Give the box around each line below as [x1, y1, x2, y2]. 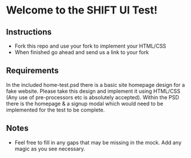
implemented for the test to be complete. [6, 106, 105, 113]
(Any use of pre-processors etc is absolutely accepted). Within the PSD [6, 93, 179, 100]
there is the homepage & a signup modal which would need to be [6, 100, 163, 107]
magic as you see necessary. [14, 145, 85, 152]
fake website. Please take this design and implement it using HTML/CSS [6, 88, 181, 95]
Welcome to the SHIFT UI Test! [6, 4, 158, 17]
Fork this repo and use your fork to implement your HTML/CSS [14, 42, 166, 49]
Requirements [6, 66, 59, 76]
